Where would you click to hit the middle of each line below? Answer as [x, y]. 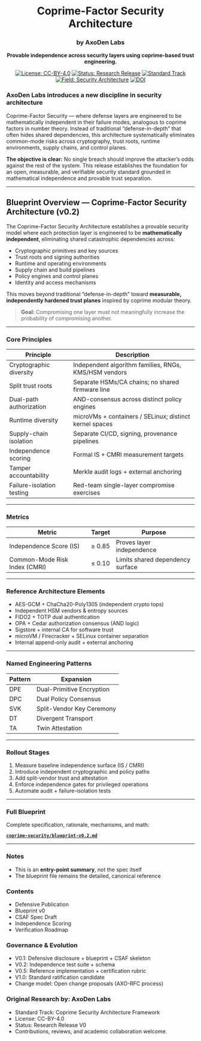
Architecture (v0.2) [43, 212]
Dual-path [24, 399]
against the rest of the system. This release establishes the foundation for [97, 165]
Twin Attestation [59, 728]
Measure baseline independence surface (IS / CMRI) [80, 765]
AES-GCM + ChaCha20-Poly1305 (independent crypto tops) [89, 605]
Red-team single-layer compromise [124, 485]
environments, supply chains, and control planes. [67, 147]
